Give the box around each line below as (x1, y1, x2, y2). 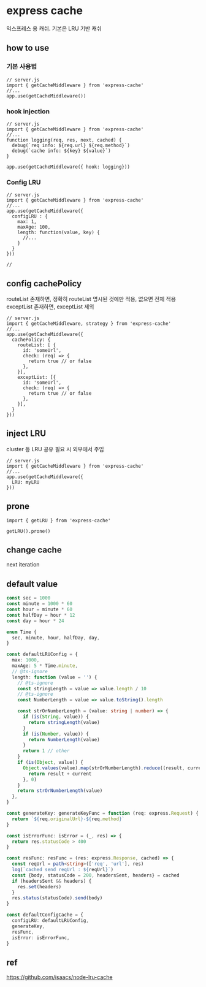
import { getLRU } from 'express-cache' (6, 517, 112, 524)
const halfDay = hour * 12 (6, 612, 75, 618)
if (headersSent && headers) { (12, 878, 92, 884)
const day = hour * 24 (6, 617, 64, 624)
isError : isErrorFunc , (12, 934, 70, 941)
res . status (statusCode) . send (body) (12, 895, 103, 901)
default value (6, 579, 58, 589)
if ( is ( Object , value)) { (17, 760, 84, 766)
